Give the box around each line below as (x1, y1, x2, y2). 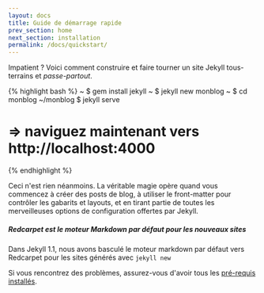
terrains (8, 71, 34, 81)
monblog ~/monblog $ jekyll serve (8, 95, 120, 105)
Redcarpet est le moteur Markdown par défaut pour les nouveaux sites (8, 224, 247, 234)
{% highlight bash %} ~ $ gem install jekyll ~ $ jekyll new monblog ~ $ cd (8, 86, 247, 96)
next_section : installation (8, 33, 101, 42)
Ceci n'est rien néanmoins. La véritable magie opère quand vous (8, 181, 219, 191)
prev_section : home (8, 26, 73, 34)
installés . (8, 276, 37, 286)
